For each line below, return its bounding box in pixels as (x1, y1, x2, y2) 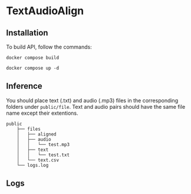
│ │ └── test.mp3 (17, 141, 70, 147)
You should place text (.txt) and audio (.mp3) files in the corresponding (6, 96, 179, 104)
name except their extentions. (6, 109, 78, 117)
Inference (6, 81, 42, 91)
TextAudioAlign (6, 4, 84, 18)
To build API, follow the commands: (6, 43, 93, 50)
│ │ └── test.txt (17, 152, 70, 158)
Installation (6, 28, 48, 38)
